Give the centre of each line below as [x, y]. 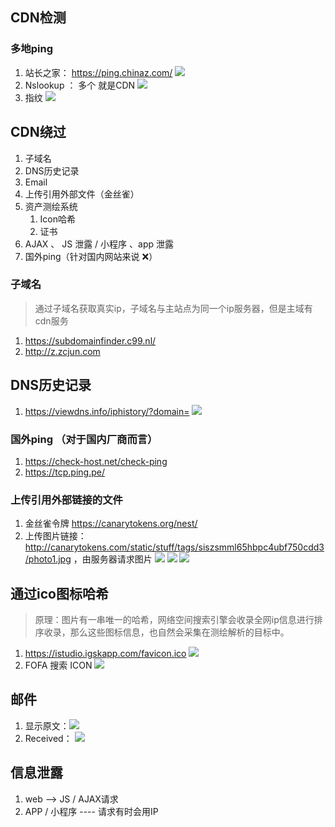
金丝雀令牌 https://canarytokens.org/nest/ [111, 524]
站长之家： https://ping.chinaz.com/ [98, 72]
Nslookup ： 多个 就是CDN [80, 85]
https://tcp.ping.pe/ [64, 472]
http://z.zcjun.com [62, 351]
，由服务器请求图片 [113, 559]
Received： [48, 738]
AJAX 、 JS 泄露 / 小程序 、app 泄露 [99, 244]
